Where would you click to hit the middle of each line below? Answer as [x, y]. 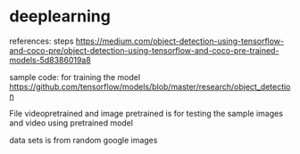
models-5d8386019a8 [50, 60]
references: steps [42, 41]
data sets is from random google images [83, 140]
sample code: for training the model [75, 77]
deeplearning [60, 16]
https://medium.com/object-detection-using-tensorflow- [180, 41]
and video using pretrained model [71, 123]
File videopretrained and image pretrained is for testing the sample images [146, 113]
